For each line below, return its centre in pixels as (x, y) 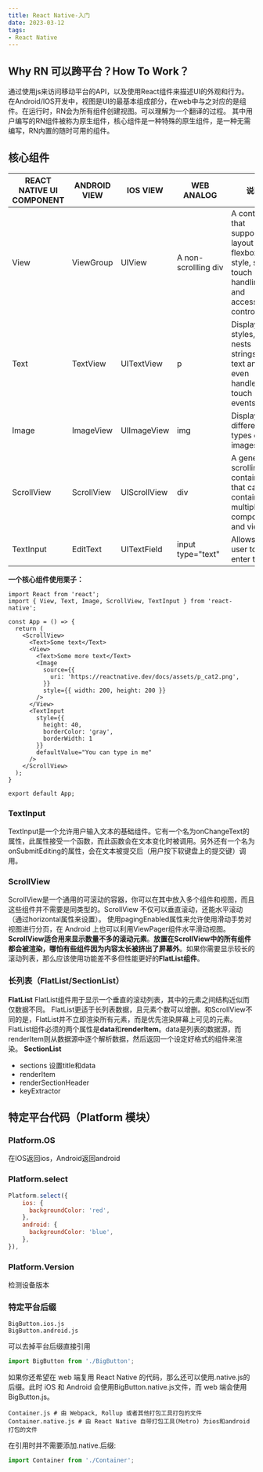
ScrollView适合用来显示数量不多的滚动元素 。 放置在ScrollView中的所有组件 (130, 939)
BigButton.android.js (43, 1331)
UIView (134, 262)
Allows (243, 539)
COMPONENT (38, 200)
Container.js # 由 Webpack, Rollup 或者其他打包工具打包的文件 (105, 1413)
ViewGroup (92, 262)
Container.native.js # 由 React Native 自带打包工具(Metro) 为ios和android (129, 1422)
